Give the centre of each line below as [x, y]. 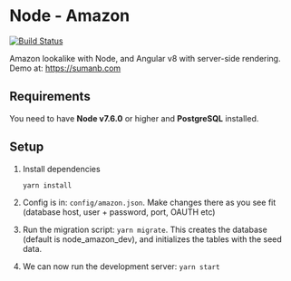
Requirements [50, 97]
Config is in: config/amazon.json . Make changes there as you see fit [149, 202]
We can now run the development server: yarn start [121, 266]
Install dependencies [62, 169]
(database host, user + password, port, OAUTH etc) [119, 212]
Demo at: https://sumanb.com [65, 68]
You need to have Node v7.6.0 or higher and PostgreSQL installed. [134, 118]
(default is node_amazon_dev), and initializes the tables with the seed [152, 239]
